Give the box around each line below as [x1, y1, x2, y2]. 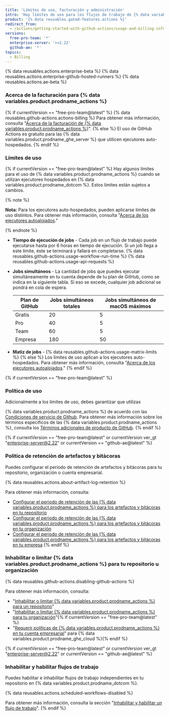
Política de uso [5, 387, 42, 394]
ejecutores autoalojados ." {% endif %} [12, 365, 92, 371]
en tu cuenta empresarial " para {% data [12, 630, 95, 636]
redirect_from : [5, 21, 37, 27]
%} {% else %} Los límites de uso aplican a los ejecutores [12, 354, 133, 360]
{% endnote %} [5, 227, 38, 233]
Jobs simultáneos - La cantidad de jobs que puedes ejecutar [12, 268, 140, 274]
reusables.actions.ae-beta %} [5, 79, 67, 85]
